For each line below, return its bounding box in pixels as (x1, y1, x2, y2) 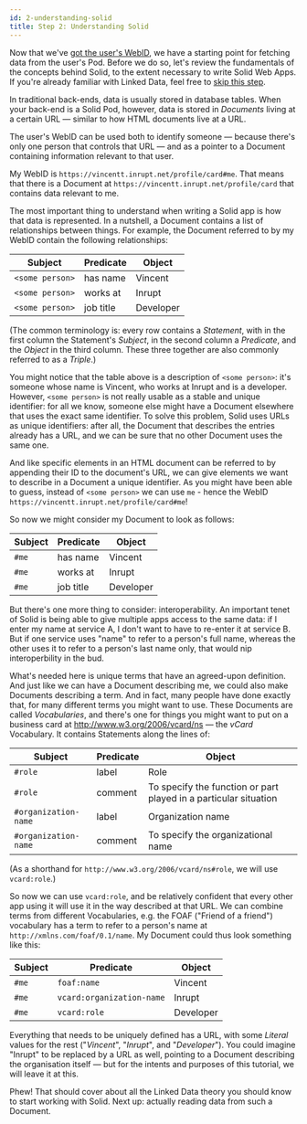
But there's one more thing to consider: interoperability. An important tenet (9, 604, 291, 615)
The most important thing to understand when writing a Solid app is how (9, 205, 281, 216)
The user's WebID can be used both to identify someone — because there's (9, 131, 295, 142)
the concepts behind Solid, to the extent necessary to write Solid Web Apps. (9, 66, 297, 78)
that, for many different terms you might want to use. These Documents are (9, 699, 294, 710)
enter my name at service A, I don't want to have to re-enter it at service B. (9, 623, 291, 634)
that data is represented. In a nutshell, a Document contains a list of (9, 215, 264, 226)
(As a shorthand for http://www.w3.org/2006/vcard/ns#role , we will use (9, 863, 279, 874)
